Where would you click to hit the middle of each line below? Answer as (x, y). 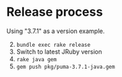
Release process (55, 12)
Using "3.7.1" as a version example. (56, 31)
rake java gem (36, 59)
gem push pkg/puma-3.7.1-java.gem (65, 67)
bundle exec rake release (53, 45)
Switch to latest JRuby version (59, 52)
